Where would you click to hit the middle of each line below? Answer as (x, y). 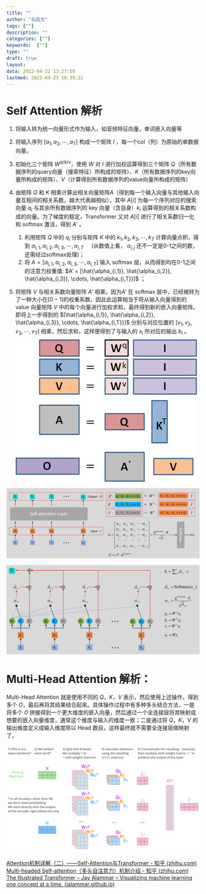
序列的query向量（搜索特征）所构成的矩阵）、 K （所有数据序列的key (105, 171)
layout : (16, 64)
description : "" (27, 33)
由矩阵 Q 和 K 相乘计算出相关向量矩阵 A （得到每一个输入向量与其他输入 (105, 192)
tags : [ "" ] (20, 26)
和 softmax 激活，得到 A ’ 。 (50, 224)
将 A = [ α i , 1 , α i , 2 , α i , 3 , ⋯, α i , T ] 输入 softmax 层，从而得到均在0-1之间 (110, 263)
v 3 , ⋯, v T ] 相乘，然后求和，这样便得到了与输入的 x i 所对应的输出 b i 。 (102, 332)
